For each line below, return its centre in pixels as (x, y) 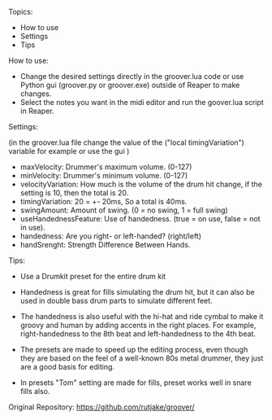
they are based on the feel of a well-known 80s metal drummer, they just (142, 358)
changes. (36, 94)
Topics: (21, 12)
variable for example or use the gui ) (69, 151)
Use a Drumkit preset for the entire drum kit (93, 276)
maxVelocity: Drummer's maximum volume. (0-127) (106, 167)
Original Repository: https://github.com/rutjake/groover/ (101, 407)
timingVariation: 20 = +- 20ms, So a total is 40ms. (104, 201)
